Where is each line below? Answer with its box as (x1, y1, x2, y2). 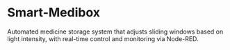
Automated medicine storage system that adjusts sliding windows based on (7, 27, 224, 36)
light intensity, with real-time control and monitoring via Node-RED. (7, 34, 199, 42)
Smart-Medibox (7, 5, 101, 21)
